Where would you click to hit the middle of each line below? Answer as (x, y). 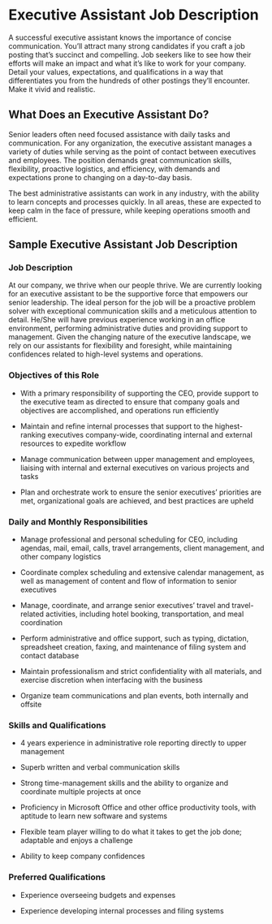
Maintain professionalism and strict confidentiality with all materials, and (141, 671)
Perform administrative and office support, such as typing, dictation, (134, 638)
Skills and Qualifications (57, 725)
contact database (50, 656)
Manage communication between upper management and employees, (138, 459)
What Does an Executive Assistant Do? (109, 115)
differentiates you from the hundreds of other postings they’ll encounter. (129, 80)
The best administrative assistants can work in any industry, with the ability (134, 193)
